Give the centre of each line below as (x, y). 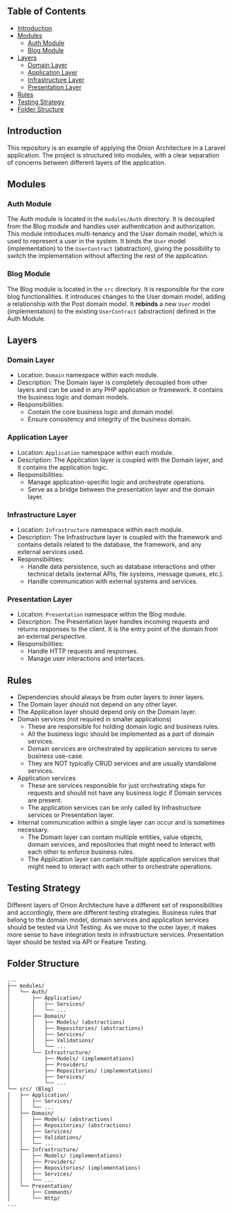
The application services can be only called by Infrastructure (114, 808)
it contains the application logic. (63, 467)
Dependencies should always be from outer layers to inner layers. (111, 697)
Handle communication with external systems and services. (113, 581)
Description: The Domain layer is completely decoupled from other (112, 382)
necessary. (33, 829)
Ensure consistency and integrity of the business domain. (109, 420)
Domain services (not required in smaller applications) (94, 719)
